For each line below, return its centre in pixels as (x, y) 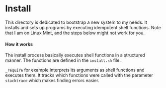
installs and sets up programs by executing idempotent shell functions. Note (83, 27)
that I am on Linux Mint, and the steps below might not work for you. (75, 33)
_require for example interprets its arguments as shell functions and (75, 70)
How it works (19, 44)
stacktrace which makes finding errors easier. (52, 81)
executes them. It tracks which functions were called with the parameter (79, 75)
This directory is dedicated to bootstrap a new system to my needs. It (76, 22)
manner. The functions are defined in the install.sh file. (63, 60)
